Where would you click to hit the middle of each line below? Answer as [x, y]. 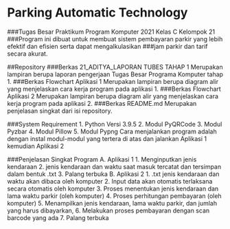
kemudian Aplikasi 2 [35, 146]
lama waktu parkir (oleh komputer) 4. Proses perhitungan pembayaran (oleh [114, 196]
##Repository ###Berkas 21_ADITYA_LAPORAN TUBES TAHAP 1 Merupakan [115, 67]
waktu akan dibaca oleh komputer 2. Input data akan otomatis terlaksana [110, 181]
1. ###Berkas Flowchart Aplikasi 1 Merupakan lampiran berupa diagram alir [113, 81]
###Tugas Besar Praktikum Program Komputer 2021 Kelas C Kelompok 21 [111, 32]
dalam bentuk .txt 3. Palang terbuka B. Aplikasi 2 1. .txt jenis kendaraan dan [113, 174]
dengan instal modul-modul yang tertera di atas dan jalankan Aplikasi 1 [107, 138]
